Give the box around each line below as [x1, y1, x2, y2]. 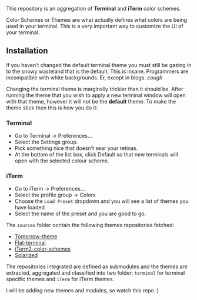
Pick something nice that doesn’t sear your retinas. [14, 145, 138, 152]
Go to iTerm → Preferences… [14, 185, 85, 192]
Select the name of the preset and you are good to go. [14, 210, 146, 217]
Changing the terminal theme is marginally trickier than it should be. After [6, 85, 183, 92]
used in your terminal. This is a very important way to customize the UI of [6, 23, 183, 29]
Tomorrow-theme [14, 233, 58, 240]
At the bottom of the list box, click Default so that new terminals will [14, 151, 178, 158]
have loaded [14, 204, 45, 211]
